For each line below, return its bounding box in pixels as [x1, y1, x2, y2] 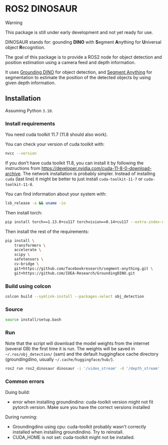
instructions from [5, 165, 41, 171]
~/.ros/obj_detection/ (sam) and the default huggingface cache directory [5, 351, 159, 357]
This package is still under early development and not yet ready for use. [5, 29, 153, 35]
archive [5, 170, 21, 176]
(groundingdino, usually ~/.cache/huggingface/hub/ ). [5, 356, 114, 362]
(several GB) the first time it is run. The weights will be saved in [5, 346, 135, 352]
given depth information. [5, 80, 56, 86]
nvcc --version [5, 151, 37, 156]
